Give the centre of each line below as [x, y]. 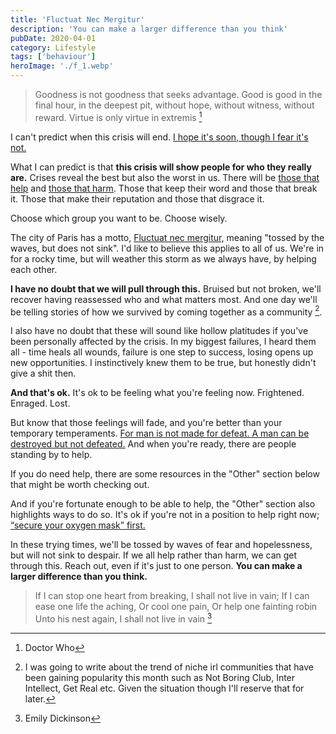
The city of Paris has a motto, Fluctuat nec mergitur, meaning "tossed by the [167, 237]
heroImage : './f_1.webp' [62, 66]
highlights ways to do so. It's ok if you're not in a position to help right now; [165, 515]
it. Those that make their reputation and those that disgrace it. [137, 198]
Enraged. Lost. [40, 403]
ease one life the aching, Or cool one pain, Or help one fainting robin [176, 607]
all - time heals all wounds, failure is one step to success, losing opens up [162, 352]
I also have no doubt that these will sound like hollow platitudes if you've [159, 331]
